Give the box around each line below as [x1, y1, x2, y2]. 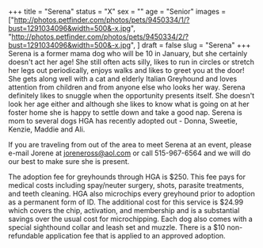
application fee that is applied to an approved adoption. [45, 231, 226, 240]
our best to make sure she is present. [8, 157, 130, 166]
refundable [8, 231, 44, 240]
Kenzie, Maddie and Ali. [8, 124, 86, 134]
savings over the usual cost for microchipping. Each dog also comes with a [8, 214, 253, 223]
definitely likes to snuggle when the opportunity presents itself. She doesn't [8, 91, 255, 100]
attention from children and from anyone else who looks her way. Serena [8, 82, 246, 92]
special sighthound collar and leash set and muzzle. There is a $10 [8, 223, 226, 232]
